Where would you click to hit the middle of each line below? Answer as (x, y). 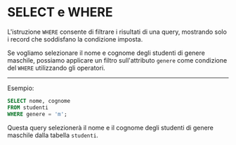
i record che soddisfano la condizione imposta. (75, 39)
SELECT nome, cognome (39, 101)
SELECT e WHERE (60, 12)
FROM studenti (28, 107)
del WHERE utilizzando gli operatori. (56, 68)
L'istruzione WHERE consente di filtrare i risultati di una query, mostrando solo (117, 32)
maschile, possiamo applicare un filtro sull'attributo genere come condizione (117, 60)
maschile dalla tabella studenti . (53, 135)
